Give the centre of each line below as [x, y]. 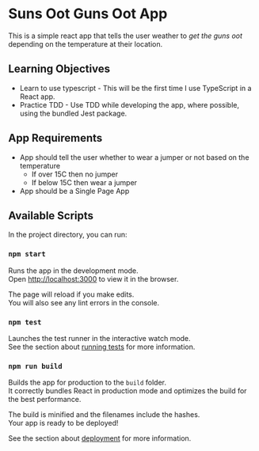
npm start [27, 254]
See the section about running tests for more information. [102, 347]
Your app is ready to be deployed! [63, 423]
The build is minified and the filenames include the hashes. [104, 415]
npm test [25, 322]
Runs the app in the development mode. [73, 271]
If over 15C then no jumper [75, 174]
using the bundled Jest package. [73, 113]
